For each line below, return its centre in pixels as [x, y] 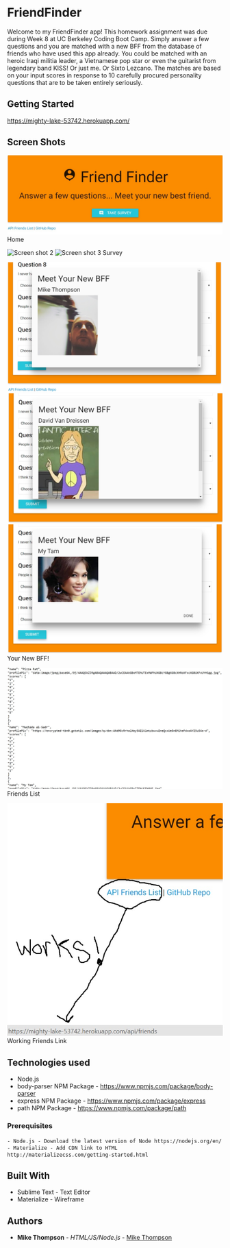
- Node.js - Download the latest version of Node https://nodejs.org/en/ [115, 1141]
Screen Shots [37, 142]
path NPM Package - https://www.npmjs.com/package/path [102, 1108]
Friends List [24, 794]
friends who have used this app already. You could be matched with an [107, 53]
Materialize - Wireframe [50, 1199]
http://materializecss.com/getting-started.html [78, 1155]
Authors [25, 1221]
